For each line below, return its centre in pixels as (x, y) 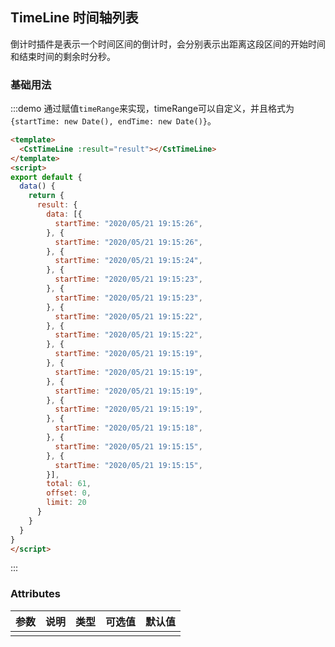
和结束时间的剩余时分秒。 (63, 56)
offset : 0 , (69, 493)
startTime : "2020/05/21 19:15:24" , (128, 261)
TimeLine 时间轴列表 (74, 18)
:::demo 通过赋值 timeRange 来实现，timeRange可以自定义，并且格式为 (152, 109)
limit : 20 (66, 503)
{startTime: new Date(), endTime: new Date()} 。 (113, 121)
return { (46, 196)
